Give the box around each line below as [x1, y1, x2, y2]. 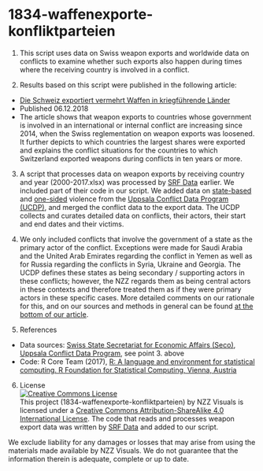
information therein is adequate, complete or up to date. [8, 454, 190, 463]
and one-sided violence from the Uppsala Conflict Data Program [19, 194, 229, 204]
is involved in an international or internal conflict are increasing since [19, 120, 243, 130]
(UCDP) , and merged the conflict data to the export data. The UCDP [19, 202, 240, 212]
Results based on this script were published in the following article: [19, 80, 238, 90]
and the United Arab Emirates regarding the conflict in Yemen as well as [19, 251, 253, 260]
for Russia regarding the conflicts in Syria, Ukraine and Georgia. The [19, 259, 242, 269]
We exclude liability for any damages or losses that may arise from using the [8, 437, 256, 447]
